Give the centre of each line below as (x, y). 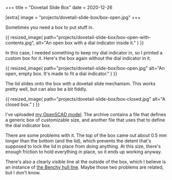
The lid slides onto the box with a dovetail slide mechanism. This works (80, 84)
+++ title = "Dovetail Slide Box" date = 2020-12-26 (59, 7)
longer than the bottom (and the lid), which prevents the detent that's (78, 141)
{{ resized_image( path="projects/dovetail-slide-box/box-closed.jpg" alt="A (85, 99)
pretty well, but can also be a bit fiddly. (46, 89)
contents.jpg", (20, 43)
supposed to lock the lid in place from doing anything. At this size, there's (83, 146)
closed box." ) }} (23, 104)
